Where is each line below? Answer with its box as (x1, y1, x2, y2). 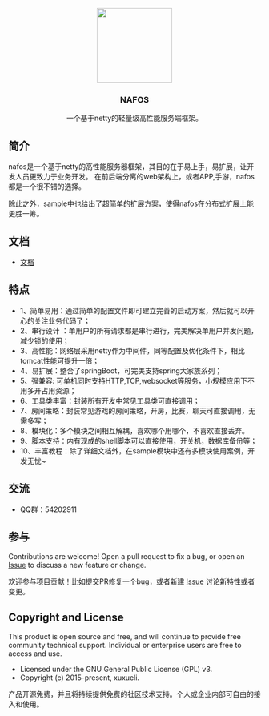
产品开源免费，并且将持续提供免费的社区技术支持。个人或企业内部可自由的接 (8, 690, 261, 699)
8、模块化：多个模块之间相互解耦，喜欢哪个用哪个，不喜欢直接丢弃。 (19, 425, 250, 436)
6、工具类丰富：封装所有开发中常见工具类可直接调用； (19, 396, 200, 405)
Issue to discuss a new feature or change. (8, 561, 147, 570)
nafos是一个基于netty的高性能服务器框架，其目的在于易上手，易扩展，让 (8, 162, 247, 171)
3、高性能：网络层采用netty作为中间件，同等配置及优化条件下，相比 (19, 345, 246, 356)
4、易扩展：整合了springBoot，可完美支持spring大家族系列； (19, 365, 223, 376)
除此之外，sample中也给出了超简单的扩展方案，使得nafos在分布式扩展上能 (8, 199, 255, 208)
